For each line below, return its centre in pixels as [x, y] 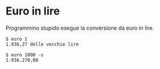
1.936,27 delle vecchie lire [42, 44]
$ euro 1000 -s [25, 55]
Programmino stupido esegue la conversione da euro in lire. [80, 28]
